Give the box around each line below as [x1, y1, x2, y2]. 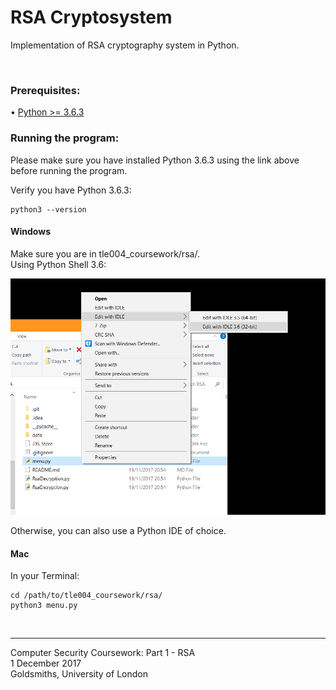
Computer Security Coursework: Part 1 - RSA [10, 647, 196, 659]
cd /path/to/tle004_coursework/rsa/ [10, 591, 163, 601]
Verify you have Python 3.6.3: [10, 184, 132, 196]
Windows [10, 226, 51, 238]
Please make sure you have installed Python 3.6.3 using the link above [10, 154, 300, 166]
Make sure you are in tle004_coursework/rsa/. [10, 247, 200, 260]
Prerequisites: [10, 83, 81, 97]
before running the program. [10, 164, 128, 176]
